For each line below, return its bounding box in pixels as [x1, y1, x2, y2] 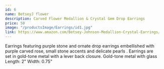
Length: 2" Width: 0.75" [5, 59, 53, 64]
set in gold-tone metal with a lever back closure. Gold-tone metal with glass [5, 53, 157, 59]
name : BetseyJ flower [5, 12, 49, 17]
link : [5, 30, 16, 34]
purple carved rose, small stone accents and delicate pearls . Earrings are [5, 48, 154, 54]
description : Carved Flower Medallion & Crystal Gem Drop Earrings [5, 16, 145, 21]
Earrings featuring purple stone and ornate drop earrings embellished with [5, 43, 155, 49]
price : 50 [5, 20, 25, 26]
